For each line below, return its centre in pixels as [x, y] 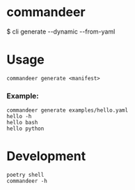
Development [46, 156]
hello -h [19, 117]
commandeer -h [27, 181]
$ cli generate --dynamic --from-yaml [61, 31]
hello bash [22, 123]
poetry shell [25, 175]
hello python [25, 129]
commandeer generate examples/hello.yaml [67, 110]
